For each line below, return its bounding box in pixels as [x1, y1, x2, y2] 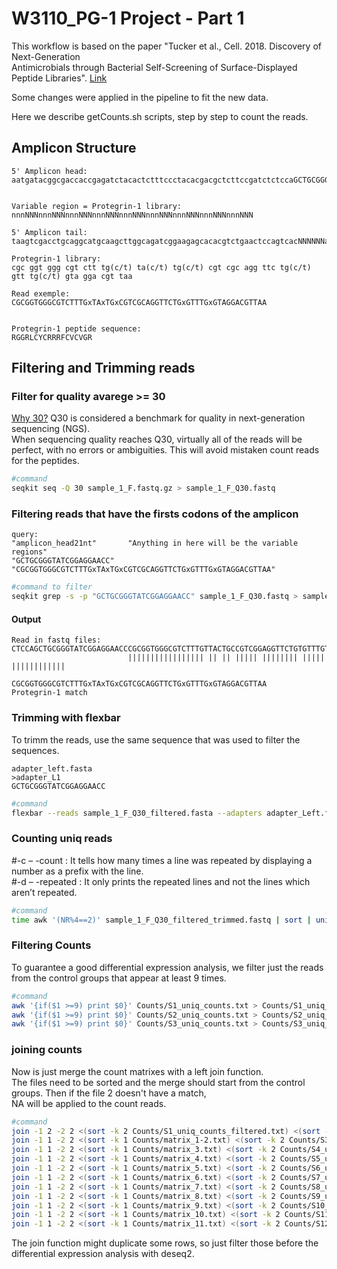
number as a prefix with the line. [11, 865, 144, 877]
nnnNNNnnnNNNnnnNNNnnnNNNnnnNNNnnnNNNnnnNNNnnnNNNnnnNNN [11, 210, 254, 220]
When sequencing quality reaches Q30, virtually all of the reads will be [11, 433, 303, 446]
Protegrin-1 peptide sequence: [11, 323, 142, 334]
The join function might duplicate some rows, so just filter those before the [11, 1237, 319, 1249]
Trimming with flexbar [11, 711, 121, 725]
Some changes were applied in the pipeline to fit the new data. [11, 91, 269, 103]
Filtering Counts [11, 938, 92, 952]
